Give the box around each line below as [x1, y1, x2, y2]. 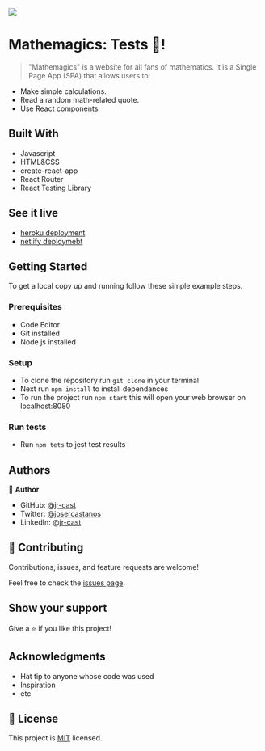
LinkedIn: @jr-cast [19, 517, 82, 527]
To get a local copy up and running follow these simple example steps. [8, 281, 243, 291]
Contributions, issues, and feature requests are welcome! [8, 562, 200, 572]
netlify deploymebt [19, 236, 83, 246]
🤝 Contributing [8, 541, 84, 555]
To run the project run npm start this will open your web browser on [19, 392, 246, 402]
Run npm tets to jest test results [19, 440, 126, 449]
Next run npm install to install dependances [19, 384, 169, 394]
